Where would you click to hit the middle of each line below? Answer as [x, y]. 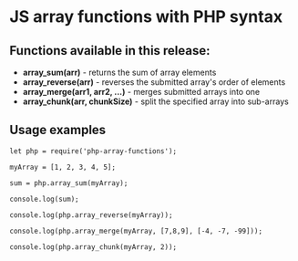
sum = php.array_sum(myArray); [69, 183]
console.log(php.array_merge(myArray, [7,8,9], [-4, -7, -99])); [136, 231]
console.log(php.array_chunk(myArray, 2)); [93, 247]
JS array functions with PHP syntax [146, 17]
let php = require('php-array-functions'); [93, 151]
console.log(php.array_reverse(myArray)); [91, 215]
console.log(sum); [44, 199]
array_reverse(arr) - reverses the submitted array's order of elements [154, 82]
